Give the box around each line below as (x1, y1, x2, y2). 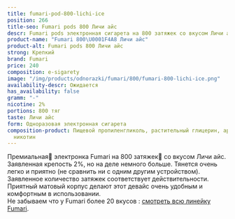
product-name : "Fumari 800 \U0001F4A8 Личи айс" (7, 36, 149, 43)
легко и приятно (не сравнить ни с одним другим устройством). (7, 167, 201, 176)
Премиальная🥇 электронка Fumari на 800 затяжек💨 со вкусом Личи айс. (7, 153, 226, 161)
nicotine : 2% (7, 101, 45, 108)
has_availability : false (7, 88, 80, 95)
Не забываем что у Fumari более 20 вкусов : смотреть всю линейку (7, 197, 211, 206)
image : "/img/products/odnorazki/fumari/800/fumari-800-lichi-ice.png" (7, 75, 220, 82)
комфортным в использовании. (7, 190, 101, 198)
